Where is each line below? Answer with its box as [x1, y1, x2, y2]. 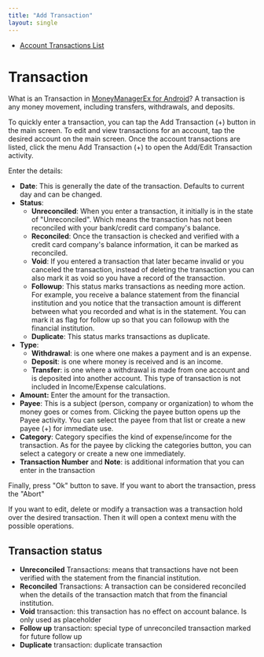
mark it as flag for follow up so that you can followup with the [31, 316, 229, 325]
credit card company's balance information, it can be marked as [31, 240, 239, 249]
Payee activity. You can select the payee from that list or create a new [19, 415, 246, 425]
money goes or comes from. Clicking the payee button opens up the [19, 407, 241, 417]
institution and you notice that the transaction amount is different [31, 298, 241, 308]
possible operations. [8, 521, 75, 531]
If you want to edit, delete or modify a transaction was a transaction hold [8, 504, 244, 514]
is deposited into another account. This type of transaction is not [31, 374, 241, 383]
